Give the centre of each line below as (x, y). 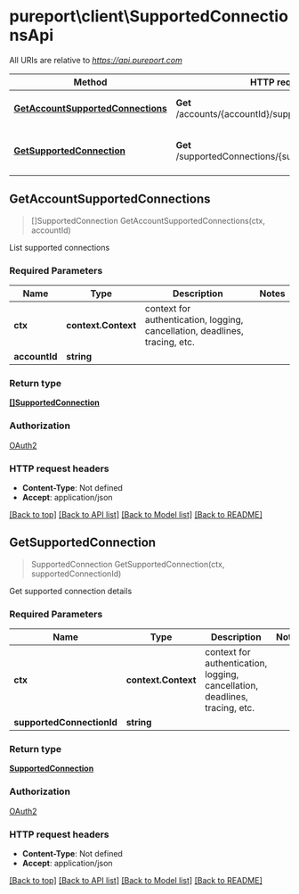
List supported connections (60, 247)
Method (90, 82)
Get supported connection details (71, 591)
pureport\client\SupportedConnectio (149, 17)
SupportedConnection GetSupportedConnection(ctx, (128, 564)
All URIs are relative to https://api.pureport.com (96, 60)
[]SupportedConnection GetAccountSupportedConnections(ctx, (148, 220)
